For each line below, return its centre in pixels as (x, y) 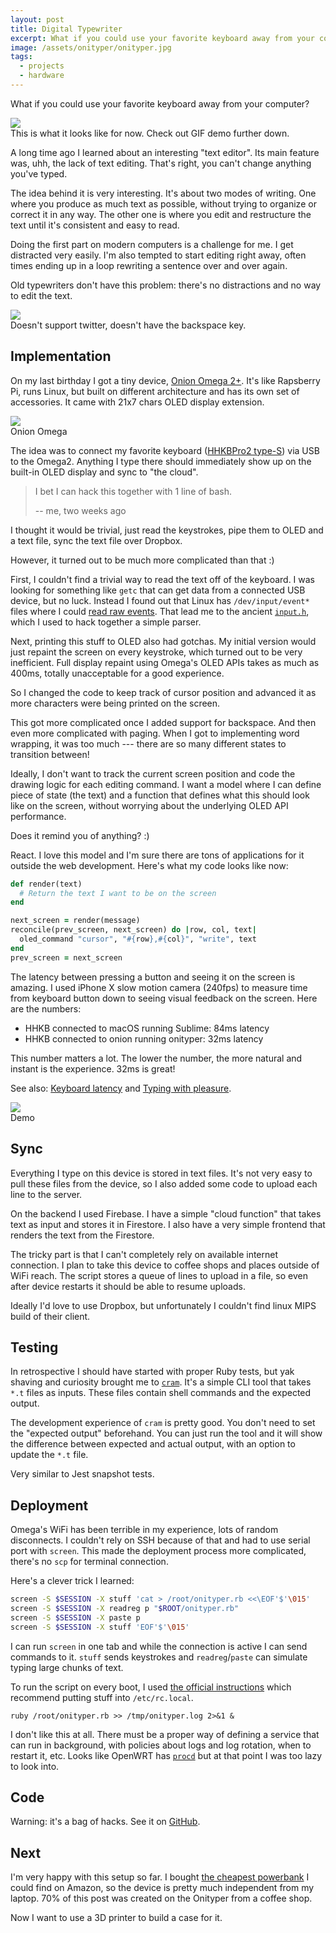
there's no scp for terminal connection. (89, 1562)
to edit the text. (41, 295)
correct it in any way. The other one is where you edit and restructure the (161, 214)
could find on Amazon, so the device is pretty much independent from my (162, 1888)
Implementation (61, 356)
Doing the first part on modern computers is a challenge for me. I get (152, 244)
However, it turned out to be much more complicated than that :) (142, 560)
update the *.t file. (49, 1455)
